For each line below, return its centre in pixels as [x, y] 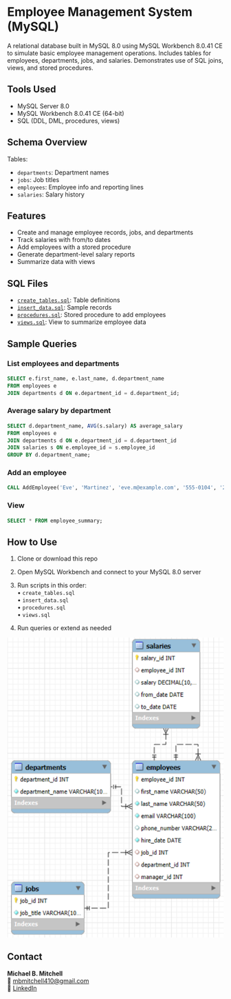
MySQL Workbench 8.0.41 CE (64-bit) [71, 113]
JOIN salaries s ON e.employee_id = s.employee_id [81, 448]
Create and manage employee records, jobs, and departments [105, 232]
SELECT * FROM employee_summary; [55, 521]
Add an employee [37, 473]
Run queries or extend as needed [64, 628]
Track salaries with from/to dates [64, 240]
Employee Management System [100, 12]
